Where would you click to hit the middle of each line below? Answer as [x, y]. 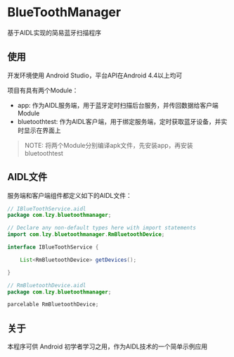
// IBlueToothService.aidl [47, 208]
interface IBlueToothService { [53, 247]
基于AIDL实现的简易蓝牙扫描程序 [54, 32]
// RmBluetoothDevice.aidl [47, 285]
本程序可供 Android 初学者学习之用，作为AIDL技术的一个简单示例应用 [108, 346]
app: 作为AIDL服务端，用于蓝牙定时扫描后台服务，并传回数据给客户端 [118, 105]
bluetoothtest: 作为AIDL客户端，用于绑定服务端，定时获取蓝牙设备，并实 [122, 121]
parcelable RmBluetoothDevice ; [53, 305]
